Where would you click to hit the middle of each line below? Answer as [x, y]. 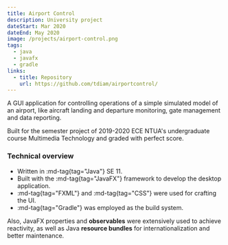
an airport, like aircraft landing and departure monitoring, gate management [114, 110]
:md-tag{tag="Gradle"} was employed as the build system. [100, 207]
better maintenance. [36, 235]
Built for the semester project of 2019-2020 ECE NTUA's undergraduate [109, 131]
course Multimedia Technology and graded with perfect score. [95, 139]
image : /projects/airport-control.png [62, 39]
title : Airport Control [41, 13]
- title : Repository [43, 77]
